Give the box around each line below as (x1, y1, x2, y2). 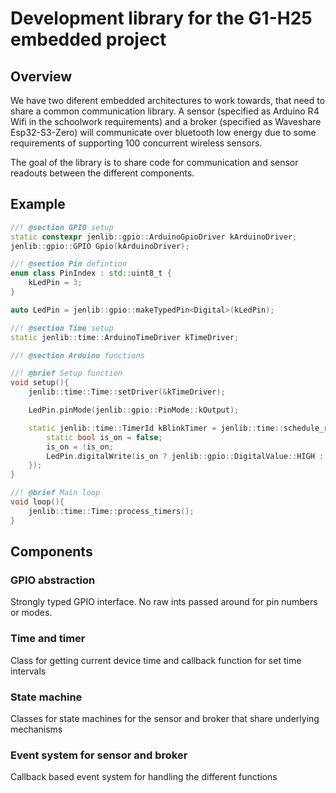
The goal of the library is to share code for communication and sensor (10, 157, 299, 168)
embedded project (10, 28, 167, 51)
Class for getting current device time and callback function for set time (10, 654, 302, 666)
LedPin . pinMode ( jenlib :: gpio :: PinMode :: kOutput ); (28, 405, 240, 416)
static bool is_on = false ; (46, 432, 163, 442)
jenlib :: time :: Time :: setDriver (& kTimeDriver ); (28, 387, 226, 397)
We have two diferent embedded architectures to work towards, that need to (10, 95, 326, 106)
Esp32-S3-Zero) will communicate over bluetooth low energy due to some (10, 127, 317, 138)
